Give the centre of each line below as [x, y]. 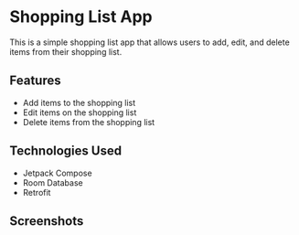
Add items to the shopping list [79, 102]
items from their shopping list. [66, 51]
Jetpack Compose [58, 173]
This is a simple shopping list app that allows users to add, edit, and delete [149, 42]
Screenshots [47, 221]
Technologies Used [65, 151]
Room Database [53, 182]
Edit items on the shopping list [80, 112]
